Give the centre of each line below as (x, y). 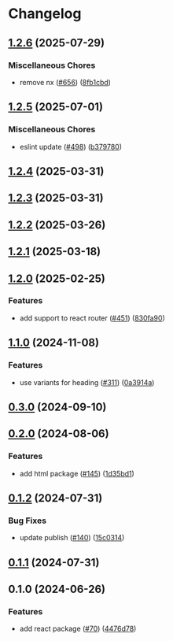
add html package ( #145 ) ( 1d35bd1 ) (77, 473)
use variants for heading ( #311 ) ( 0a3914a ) (87, 382)
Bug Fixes (28, 521)
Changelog (45, 14)
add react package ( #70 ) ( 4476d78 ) (78, 629)
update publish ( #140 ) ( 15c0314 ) (72, 538)
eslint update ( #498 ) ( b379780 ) (71, 146)
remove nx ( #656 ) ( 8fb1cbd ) (65, 82)
